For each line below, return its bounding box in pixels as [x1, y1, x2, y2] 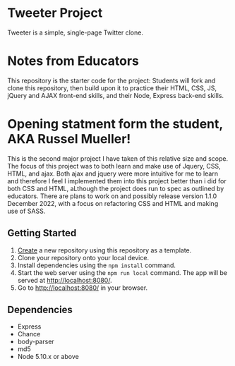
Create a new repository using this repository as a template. [17, 245, 192, 255]
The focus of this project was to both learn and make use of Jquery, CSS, [7, 161, 221, 170]
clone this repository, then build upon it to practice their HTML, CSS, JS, [7, 83, 217, 92]
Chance [17, 330, 41, 338]
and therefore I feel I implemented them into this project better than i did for [7, 176, 227, 185]
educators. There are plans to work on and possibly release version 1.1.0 [7, 192, 217, 200]
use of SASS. [7, 207, 46, 215]
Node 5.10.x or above [17, 353, 79, 361]
